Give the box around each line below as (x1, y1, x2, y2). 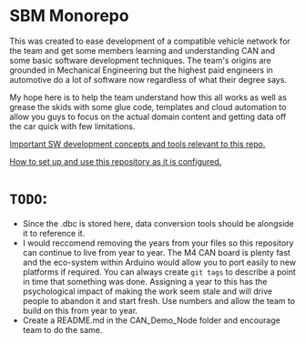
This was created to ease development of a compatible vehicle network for (9, 35, 291, 46)
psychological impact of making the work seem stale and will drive (22, 286, 273, 297)
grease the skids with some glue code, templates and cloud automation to (9, 101, 287, 112)
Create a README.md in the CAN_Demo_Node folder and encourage (22, 315, 280, 326)
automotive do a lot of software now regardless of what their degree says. (9, 74, 288, 85)
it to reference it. (22, 227, 86, 238)
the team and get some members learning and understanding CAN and (9, 45, 276, 55)
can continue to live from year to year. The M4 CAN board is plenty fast (22, 247, 291, 257)
